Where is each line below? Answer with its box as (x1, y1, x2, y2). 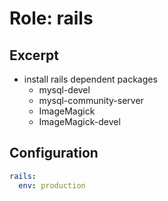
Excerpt (9, 47, 60, 64)
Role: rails (9, 7, 94, 30)
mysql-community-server (38, 95, 144, 106)
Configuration (9, 145, 99, 162)
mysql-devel (38, 84, 91, 96)
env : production (18, 180, 86, 191)
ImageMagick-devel (38, 116, 121, 127)
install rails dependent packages (23, 73, 158, 85)
